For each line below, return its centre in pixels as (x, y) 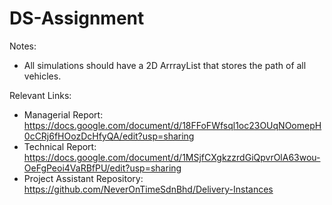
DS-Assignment (77, 18)
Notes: (23, 46)
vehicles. (42, 76)
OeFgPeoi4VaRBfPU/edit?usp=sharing (102, 168)
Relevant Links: (40, 95)
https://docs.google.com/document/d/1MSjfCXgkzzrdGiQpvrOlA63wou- (172, 157)
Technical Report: (60, 146)
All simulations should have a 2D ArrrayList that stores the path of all (165, 65)
